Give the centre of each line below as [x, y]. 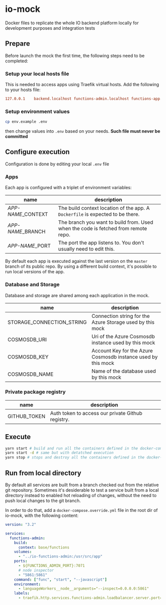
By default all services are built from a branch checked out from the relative [82, 485]
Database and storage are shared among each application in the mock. [77, 295]
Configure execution [38, 152]
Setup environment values [38, 111]
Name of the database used [124, 371]
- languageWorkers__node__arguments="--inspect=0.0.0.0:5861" [83, 589]
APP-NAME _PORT [29, 246]
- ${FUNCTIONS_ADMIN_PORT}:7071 [51, 566]
